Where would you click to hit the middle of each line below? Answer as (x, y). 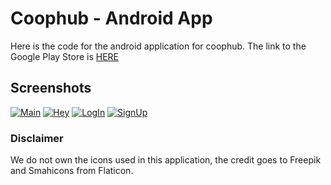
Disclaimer (37, 138)
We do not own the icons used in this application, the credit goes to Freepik (166, 160)
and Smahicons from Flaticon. (72, 171)
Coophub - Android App (111, 18)
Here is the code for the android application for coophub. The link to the (158, 46)
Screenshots (51, 88)
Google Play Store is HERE (65, 56)
